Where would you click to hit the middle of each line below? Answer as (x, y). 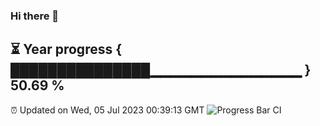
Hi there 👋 (35, 16)
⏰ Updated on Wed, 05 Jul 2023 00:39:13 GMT (107, 110)
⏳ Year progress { (66, 49)
